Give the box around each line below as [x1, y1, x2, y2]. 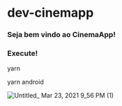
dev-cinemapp [7, 5, 94, 21]
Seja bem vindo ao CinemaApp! [7, 30, 116, 40]
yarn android [7, 78, 44, 86]
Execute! [7, 49, 38, 59]
